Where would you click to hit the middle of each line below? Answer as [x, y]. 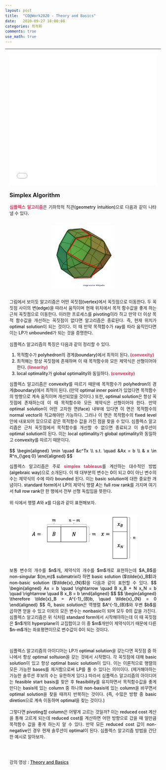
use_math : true [21, 37]
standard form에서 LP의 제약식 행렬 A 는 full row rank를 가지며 [85, 485]
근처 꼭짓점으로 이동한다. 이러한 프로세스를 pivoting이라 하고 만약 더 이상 [81, 314]
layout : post [19, 10]
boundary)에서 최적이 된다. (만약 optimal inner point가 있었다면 [77, 390]
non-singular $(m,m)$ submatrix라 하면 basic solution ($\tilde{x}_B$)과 [83, 577]
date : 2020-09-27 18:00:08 [35, 21]
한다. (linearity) [32, 367]
